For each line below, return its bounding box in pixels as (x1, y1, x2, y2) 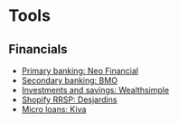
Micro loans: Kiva (21, 104, 87, 114)
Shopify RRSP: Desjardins (21, 94, 118, 105)
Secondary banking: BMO (21, 75, 118, 86)
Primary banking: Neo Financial (21, 65, 139, 76)
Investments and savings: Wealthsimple (21, 85, 169, 95)
